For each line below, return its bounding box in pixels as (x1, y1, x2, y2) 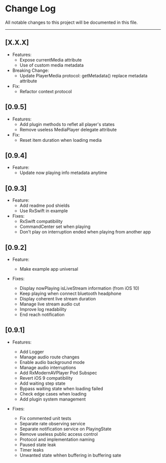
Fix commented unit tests (19, 415, 72, 421)
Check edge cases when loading (19, 391, 86, 397)
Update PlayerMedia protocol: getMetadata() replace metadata (19, 72, 148, 78)
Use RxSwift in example (19, 208, 68, 214)
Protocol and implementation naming (19, 436, 95, 442)
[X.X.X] (5, 38, 29, 47)
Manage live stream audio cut (19, 301, 81, 307)
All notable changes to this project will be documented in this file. (5, 19, 138, 25)
